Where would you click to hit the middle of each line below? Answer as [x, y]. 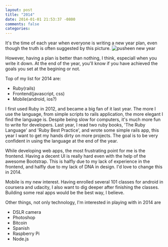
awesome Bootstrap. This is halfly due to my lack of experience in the [78, 161]
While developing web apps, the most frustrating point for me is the [75, 151]
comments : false [22, 24]
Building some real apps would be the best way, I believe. [65, 193]
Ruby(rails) [24, 88]
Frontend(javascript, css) [39, 94]
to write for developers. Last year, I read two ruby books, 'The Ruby [75, 125]
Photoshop [24, 218]
